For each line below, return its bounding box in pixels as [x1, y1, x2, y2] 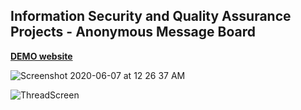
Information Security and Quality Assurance [10, 8, 292, 25]
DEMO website [10, 50, 73, 62]
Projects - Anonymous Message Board [10, 24, 256, 41]
